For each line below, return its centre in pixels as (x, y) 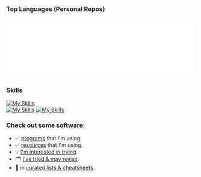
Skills (14, 90)
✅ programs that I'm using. (48, 138)
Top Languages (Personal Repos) (56, 9)
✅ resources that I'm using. (49, 145)
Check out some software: (46, 125)
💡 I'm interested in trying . (46, 152)
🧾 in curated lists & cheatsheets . (55, 168)
